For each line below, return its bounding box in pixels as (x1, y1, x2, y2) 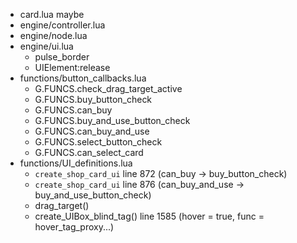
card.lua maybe (19, 9, 85, 20)
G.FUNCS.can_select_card (34, 147, 144, 158)
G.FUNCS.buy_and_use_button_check (34, 115, 191, 126)
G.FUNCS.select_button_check (34, 136, 163, 148)
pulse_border (34, 51, 90, 63)
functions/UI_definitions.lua (19, 157, 133, 169)
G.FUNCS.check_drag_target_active (34, 83, 183, 94)
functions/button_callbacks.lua (19, 72, 147, 84)
